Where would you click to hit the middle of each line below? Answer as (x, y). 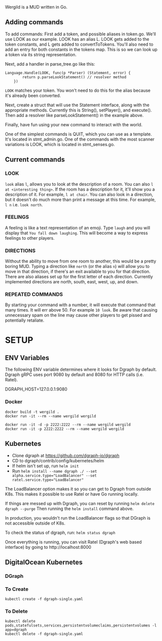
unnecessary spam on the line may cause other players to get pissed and (78, 315)
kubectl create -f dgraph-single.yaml (44, 599)
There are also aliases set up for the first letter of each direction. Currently (79, 277)
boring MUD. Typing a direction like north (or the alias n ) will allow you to (77, 266)
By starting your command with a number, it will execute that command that (80, 305)
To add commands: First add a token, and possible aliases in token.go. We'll (81, 34)
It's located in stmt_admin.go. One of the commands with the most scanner (80, 139)
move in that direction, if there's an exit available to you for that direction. (78, 272)
